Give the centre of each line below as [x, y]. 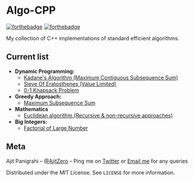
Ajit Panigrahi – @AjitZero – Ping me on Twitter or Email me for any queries [97, 161]
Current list [28, 57]
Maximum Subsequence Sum [60, 103]
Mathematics [31, 109]
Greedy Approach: [38, 96]
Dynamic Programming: [45, 71]
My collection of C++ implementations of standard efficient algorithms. [93, 38]
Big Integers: [31, 122]
